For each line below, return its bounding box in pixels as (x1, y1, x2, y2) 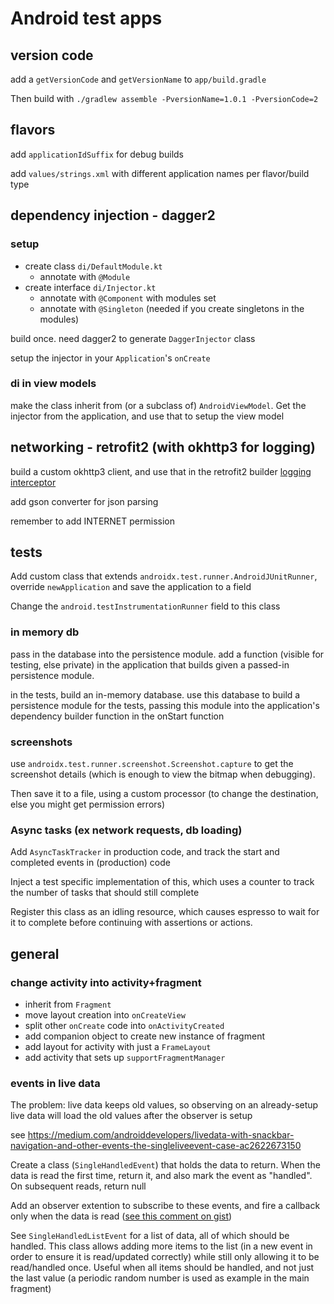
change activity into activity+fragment (10, 975, 202, 989)
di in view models (10, 377, 97, 391)
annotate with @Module (39, 270, 131, 282)
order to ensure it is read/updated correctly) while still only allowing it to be (10, 1251, 320, 1263)
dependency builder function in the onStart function (10, 710, 225, 722)
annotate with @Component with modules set (39, 292, 217, 304)
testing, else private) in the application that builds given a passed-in (10, 658, 290, 671)
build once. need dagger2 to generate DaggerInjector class (10, 332, 256, 344)
